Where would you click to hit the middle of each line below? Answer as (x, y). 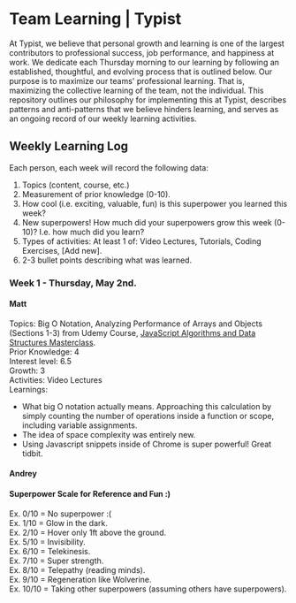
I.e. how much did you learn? (92, 232)
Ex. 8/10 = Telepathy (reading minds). (77, 569)
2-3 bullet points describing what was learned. (107, 260)
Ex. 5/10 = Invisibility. (47, 542)
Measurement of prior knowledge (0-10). (96, 194)
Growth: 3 (27, 370)
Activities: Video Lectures (56, 379)
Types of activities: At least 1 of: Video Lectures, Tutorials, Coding (142, 241)
